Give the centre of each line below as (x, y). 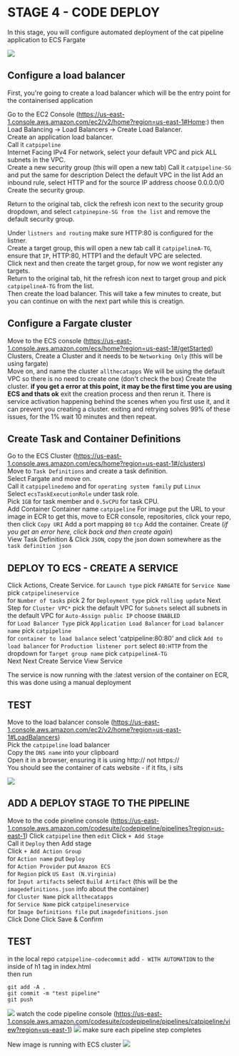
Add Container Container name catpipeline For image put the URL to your (117, 509)
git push (20, 1000)
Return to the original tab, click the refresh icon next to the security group (115, 203)
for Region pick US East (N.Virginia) (62, 873)
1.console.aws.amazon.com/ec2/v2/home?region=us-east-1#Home (106, 121)
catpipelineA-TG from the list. (51, 285)
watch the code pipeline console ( (66, 1013)
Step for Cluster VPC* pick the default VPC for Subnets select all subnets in (117, 608)
